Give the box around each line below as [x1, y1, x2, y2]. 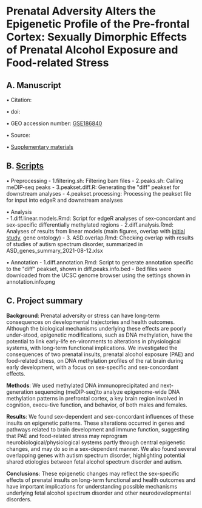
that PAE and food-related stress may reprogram [6, 432, 127, 439]
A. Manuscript [6, 80, 62, 91]
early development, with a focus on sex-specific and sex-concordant [6, 363, 179, 371]
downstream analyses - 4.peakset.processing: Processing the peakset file [6, 190, 192, 197]
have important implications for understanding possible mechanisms [6, 482, 178, 490]
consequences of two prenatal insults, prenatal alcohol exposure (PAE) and [6, 351, 194, 358]
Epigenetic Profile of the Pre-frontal [6, 17, 190, 31]
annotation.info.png [6, 278, 56, 285]
